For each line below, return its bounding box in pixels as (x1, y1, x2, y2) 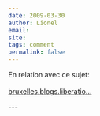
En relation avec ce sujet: (8, 70, 90, 79)
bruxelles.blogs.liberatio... (8, 87, 92, 95)
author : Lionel (8, 19, 58, 27)
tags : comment (8, 41, 55, 49)
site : (8, 33, 26, 42)
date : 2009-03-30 (8, 11, 65, 20)
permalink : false (8, 48, 65, 56)
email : (8, 26, 30, 34)
